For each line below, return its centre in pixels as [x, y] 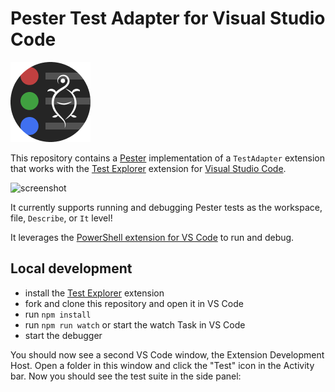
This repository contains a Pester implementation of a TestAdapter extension [167, 158]
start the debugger [63, 335]
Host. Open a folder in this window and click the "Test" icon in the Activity [162, 365]
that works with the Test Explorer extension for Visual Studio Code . [148, 168]
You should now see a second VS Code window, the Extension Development [167, 354]
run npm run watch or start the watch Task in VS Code [135, 324]
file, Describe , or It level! [61, 218]
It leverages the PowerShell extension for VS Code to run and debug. [152, 237]
